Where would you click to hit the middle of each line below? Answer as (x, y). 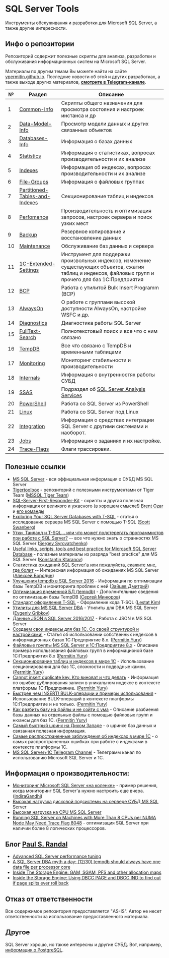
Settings (29, 270)
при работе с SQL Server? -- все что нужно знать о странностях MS (86, 538)
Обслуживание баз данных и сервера (108, 246)
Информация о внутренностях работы (108, 375)
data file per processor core (41, 867)
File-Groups (34, 182)
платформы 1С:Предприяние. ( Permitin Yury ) (60, 688)
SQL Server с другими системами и (105, 426)
